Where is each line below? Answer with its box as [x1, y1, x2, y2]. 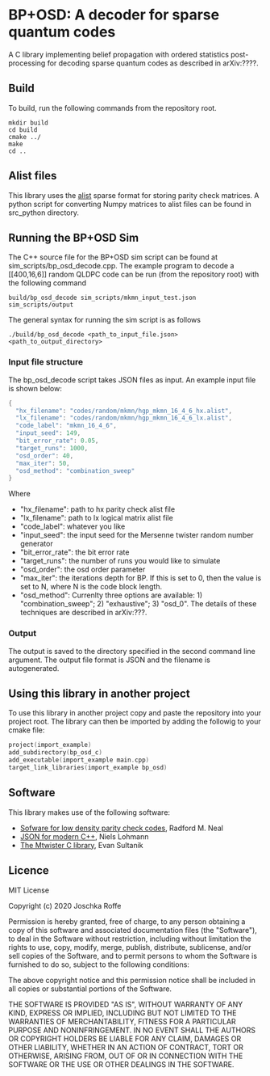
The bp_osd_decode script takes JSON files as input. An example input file [8, 374, 256, 385]
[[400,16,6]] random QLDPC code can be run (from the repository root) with [8, 269, 260, 280]
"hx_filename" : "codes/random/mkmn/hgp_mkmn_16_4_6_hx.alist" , [15, 407, 232, 415]
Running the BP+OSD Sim [8, 230, 139, 244]
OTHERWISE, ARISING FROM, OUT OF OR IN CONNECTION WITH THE [8, 1051, 243, 1061]
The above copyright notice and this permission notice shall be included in [8, 975, 255, 985]
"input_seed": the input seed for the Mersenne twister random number [19, 530, 254, 540]
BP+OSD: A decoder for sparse [8, 6, 220, 24]
